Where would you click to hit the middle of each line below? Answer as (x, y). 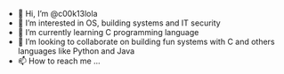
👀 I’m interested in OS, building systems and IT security (119, 23)
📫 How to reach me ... (59, 61)
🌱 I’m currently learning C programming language (108, 32)
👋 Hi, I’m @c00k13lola (57, 14)
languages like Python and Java (76, 51)
